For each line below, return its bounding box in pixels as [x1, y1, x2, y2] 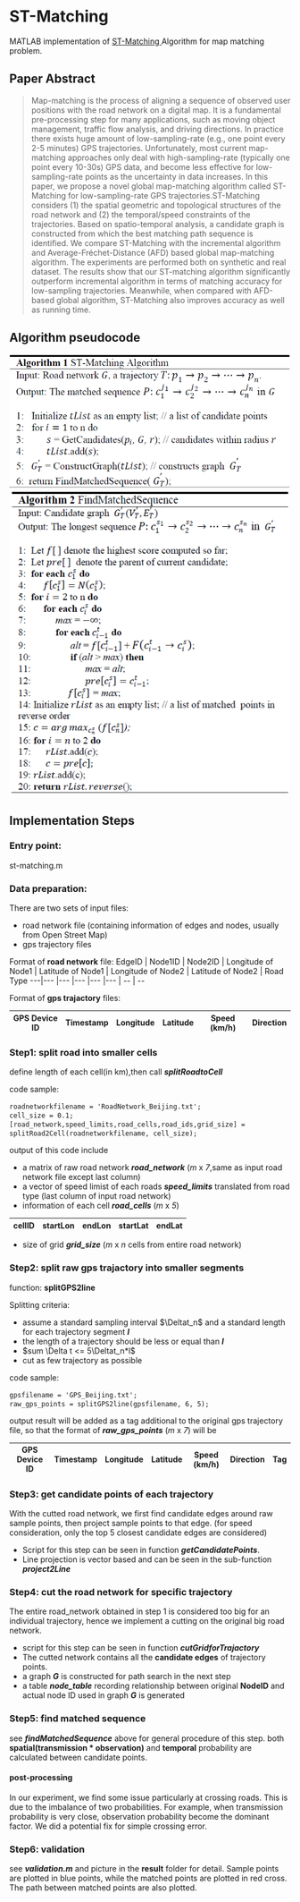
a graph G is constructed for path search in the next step [21, 1671, 231, 1682]
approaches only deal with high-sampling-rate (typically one [67, 152, 290, 163]
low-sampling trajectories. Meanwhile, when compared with [30, 284, 252, 296]
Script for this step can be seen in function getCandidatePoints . [21, 1545, 261, 1556]
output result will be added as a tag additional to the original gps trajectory [9, 1415, 284, 1426]
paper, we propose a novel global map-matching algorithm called [30, 181, 271, 191]
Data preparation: [9, 882, 87, 895]
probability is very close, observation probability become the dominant [9, 1811, 270, 1821]
